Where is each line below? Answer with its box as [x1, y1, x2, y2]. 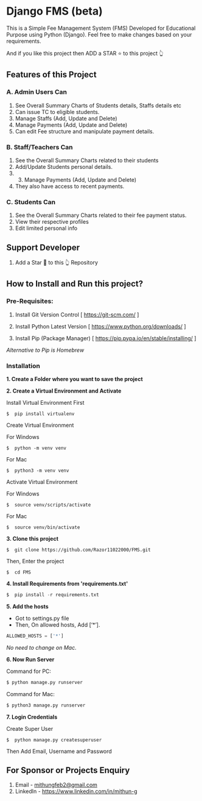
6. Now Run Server [6, 655, 55, 663]
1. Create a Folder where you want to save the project [6, 376, 143, 383]
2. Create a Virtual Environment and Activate [6, 387, 122, 394]
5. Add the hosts [6, 602, 49, 610]
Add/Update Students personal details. [15, 163, 113, 170]
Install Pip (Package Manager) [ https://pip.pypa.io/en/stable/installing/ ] [15, 334, 197, 342]
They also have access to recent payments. [15, 182, 125, 190]
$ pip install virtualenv [6, 411, 75, 417]
